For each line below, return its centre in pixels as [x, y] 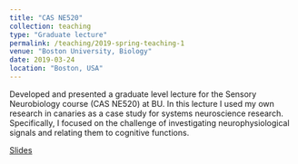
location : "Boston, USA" [56, 69]
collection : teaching [50, 26]
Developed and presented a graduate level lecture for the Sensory [133, 94]
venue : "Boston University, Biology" [81, 52]
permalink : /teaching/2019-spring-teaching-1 [97, 43]
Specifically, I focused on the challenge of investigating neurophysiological [149, 122]
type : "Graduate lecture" [58, 34]
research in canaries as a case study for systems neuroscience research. [146, 113]
